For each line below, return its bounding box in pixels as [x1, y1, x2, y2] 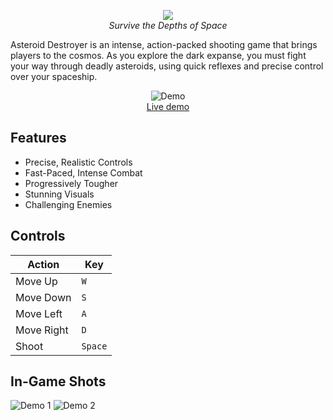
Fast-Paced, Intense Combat [24, 166, 143, 179]
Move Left [15, 306, 63, 320]
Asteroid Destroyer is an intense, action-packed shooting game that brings [10, 39, 318, 50]
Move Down [15, 290, 72, 304]
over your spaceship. [10, 71, 98, 82]
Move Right [15, 323, 69, 337]
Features [10, 130, 67, 147]
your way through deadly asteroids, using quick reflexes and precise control [10, 60, 324, 72]
